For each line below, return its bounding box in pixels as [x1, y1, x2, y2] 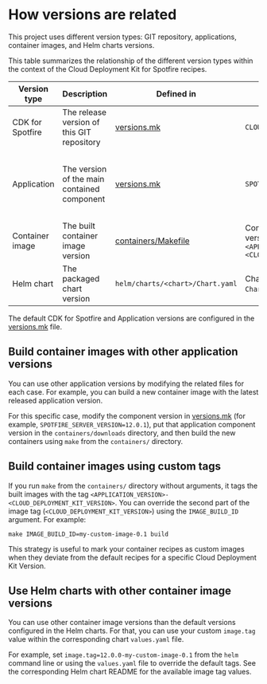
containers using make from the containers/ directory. [8, 436, 184, 446]
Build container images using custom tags [8, 460, 221, 474]
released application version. [8, 395, 103, 405]
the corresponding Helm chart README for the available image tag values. [8, 667, 252, 677]
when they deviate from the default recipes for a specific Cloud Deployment [8, 552, 257, 562]
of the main [62, 173, 105, 184]
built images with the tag [8, 489, 89, 499]
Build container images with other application [8, 345, 238, 359]
